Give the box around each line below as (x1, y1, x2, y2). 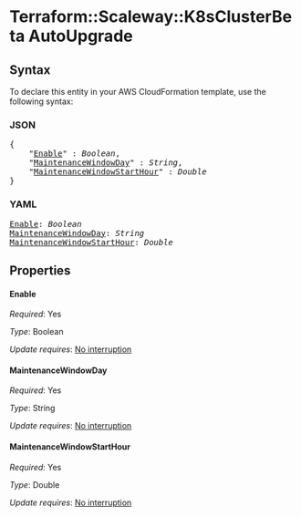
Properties (9, 263, 71, 278)
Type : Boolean (9, 326, 64, 337)
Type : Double (9, 479, 60, 490)
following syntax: (9, 96, 74, 107)
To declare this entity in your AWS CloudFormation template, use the (9, 87, 266, 97)
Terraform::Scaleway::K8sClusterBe (9, 6, 293, 27)
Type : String (9, 403, 56, 414)
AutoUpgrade (28, 26, 134, 47)
